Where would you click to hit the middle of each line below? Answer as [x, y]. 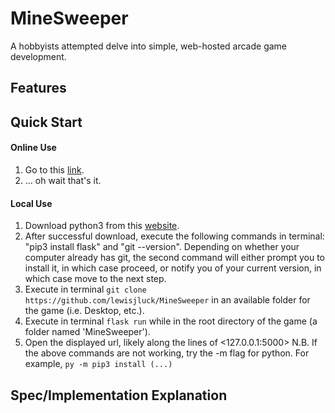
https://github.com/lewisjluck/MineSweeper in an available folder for [167, 300]
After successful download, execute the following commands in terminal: [174, 236]
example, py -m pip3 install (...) [98, 364]
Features [38, 88]
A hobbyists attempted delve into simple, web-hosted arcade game [149, 46]
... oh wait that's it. [63, 180]
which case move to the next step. [95, 279]
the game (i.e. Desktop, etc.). [84, 311]
